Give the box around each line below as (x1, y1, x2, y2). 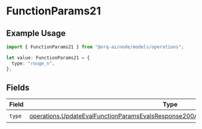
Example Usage (6, 28, 66, 38)
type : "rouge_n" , (11, 60, 55, 67)
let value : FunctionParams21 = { (6, 55, 90, 61)
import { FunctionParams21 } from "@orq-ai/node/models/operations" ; (6, 44, 185, 50)
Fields (6, 82, 30, 92)
